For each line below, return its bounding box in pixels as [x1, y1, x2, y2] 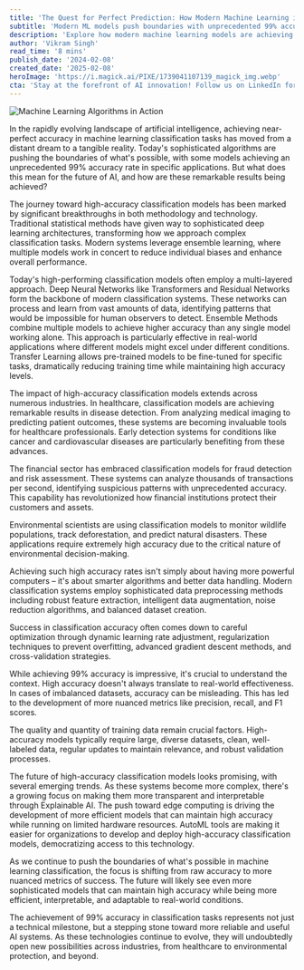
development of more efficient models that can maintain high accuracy [9, 809, 273, 820]
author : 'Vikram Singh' [9, 38, 100, 48]
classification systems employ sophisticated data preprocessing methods [9, 585, 283, 596]
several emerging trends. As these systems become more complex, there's [9, 781, 290, 791]
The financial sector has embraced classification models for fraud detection [9, 463, 292, 474]
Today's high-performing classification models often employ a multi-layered [9, 274, 293, 285]
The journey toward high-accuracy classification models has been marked [9, 199, 287, 209]
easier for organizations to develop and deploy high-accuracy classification [9, 829, 291, 839]
